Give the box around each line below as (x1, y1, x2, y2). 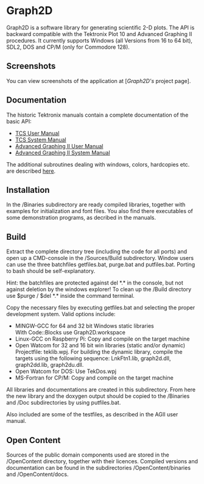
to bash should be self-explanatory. (6, 267, 96, 275)
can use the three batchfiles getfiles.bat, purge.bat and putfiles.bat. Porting (6, 261, 195, 269)
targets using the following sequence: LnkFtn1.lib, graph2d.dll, (15, 355, 171, 362)
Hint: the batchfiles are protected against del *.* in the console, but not (6, 279, 184, 287)
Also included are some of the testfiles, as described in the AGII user (6, 411, 178, 418)
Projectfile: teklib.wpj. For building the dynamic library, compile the (15, 349, 183, 356)
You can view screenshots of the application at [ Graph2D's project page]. (6, 77, 191, 84)
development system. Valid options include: (6, 311, 116, 318)
